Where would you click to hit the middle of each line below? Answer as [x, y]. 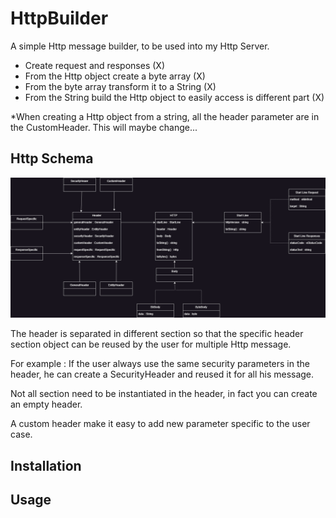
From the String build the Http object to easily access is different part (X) [174, 97]
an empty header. [46, 404]
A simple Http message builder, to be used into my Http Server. [140, 46]
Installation [46, 465]
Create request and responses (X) [94, 65]
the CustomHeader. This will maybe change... [104, 127]
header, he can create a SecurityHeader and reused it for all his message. [162, 374]
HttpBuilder [59, 18]
